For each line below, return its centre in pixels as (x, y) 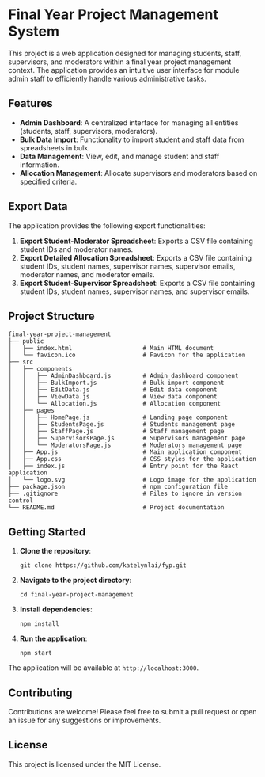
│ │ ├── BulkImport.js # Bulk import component (116, 383)
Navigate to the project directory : (76, 581)
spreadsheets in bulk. (55, 147)
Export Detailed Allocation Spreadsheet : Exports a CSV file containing (135, 257)
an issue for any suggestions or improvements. (85, 720)
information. (39, 165)
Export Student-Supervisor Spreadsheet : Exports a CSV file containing (137, 283)
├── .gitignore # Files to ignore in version (125, 494)
